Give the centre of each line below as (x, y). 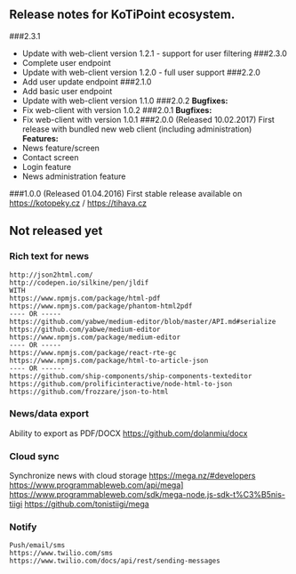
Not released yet (56, 231)
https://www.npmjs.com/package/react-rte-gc (93, 352)
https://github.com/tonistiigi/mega (87, 504)
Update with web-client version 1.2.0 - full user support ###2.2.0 (141, 72)
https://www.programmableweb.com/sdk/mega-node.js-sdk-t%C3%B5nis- (148, 495)
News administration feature (74, 176)
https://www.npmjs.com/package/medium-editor (95, 337)
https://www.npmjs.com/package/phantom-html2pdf (101, 306)
